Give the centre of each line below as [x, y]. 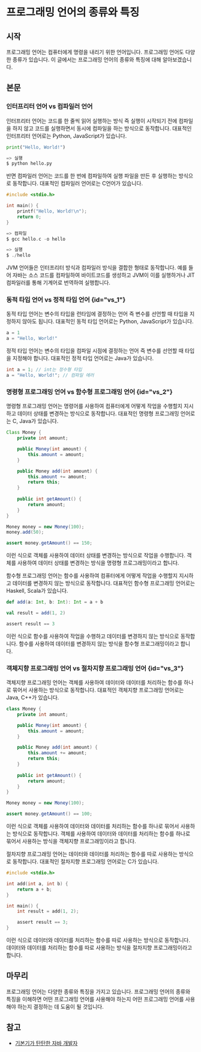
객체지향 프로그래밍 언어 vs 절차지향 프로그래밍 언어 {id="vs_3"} [95, 668]
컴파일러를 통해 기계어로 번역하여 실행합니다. [58, 283]
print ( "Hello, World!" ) [36, 147]
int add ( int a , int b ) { [37, 883]
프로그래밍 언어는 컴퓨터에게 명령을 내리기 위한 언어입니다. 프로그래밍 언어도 [95, 52]
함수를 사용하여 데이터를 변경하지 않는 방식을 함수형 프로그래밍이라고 [99, 643]
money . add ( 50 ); [25, 532]
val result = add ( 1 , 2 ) [36, 613]
